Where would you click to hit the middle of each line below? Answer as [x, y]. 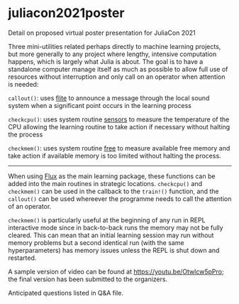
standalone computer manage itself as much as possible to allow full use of [118, 69]
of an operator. [30, 206]
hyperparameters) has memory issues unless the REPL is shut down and [114, 250]
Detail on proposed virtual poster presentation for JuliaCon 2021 [102, 33]
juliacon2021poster [66, 13]
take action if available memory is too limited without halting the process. [115, 156]
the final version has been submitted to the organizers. [88, 279]
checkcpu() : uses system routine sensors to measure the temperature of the [119, 119]
